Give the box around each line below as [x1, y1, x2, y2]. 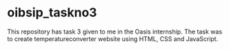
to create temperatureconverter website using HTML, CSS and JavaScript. [7, 34, 219, 42]
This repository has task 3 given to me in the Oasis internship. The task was [7, 27, 223, 36]
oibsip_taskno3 [7, 5, 97, 21]
